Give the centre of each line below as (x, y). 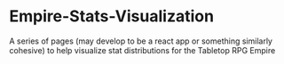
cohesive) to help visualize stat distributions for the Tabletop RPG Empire (142, 50)
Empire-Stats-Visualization (112, 16)
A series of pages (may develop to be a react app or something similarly (141, 41)
